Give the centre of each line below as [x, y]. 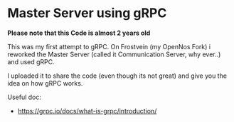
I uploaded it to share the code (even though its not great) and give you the [117, 76]
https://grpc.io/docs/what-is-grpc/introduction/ [87, 111]
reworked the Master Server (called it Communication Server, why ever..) [114, 54]
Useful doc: [24, 97]
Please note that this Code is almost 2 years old [79, 33]
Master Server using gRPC [87, 13]
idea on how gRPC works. [45, 83]
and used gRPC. [31, 61]
